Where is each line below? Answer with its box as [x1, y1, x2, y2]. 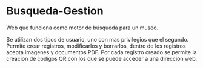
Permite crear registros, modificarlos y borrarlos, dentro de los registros [6, 42, 186, 49]
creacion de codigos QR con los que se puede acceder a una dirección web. [6, 55, 198, 62]
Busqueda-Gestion [6, 4, 104, 18]
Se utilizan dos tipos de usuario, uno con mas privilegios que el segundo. [6, 36, 189, 43]
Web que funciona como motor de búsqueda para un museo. [6, 24, 159, 31]
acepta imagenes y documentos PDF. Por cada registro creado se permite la [6, 48, 197, 55]
